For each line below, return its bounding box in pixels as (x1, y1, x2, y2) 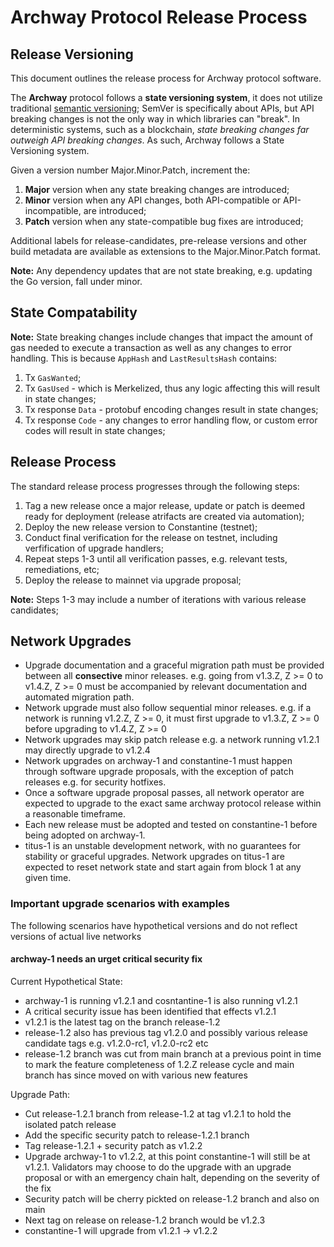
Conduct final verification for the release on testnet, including (24, 531, 278, 543)
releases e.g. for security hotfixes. (24, 776, 167, 788)
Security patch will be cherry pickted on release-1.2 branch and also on (24, 1192, 320, 1205)
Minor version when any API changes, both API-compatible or (24, 194, 282, 206)
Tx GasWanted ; (24, 371, 82, 383)
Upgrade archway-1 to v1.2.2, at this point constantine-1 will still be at (24, 1150, 311, 1162)
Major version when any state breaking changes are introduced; (24, 184, 290, 195)
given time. (24, 872, 72, 884)
